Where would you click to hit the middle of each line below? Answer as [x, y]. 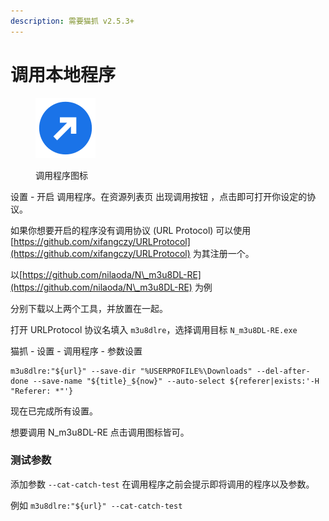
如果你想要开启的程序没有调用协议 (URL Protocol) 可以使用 [131, 230]
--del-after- [283, 371]
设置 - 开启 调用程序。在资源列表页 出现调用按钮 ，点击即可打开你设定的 [159, 196]
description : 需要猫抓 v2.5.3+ [72, 21]
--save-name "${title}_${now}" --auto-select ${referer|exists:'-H [176, 381]
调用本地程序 [63, 74]
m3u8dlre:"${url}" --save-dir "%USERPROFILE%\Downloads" [131, 371]
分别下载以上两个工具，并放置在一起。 [89, 308]
